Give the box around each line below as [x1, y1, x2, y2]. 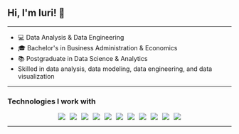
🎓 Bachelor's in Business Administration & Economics [17, 43, 178, 52]
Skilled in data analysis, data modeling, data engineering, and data [17, 65, 213, 73]
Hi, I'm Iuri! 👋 [7, 7, 65, 19]
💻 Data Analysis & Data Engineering [17, 33, 124, 41]
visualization [17, 72, 55, 80]
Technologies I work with [7, 96, 96, 106]
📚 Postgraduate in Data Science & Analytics [17, 54, 148, 62]
